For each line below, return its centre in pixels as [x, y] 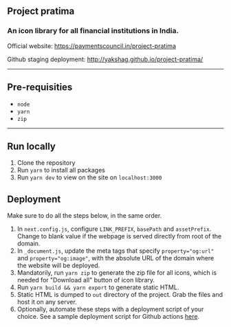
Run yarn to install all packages [61, 170]
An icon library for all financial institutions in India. [93, 31]
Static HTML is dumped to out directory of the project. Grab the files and [120, 295]
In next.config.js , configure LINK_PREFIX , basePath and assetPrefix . [114, 229]
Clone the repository [46, 163]
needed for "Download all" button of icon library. [86, 280]
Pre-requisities [40, 88]
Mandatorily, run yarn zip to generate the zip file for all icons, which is [117, 273]
